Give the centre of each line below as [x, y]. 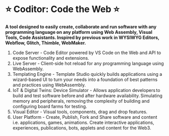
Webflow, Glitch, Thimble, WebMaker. [46, 42]
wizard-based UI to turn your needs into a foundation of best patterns [85, 79]
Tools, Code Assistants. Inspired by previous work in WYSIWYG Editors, [82, 37]
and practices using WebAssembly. [49, 85]
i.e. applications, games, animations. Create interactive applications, [83, 122]
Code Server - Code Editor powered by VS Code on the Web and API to [87, 53]
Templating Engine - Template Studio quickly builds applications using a [87, 74]
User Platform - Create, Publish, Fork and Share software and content [85, 117]
